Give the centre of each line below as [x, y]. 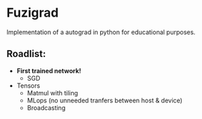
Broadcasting [46, 108]
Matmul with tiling [52, 93]
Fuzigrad [33, 13]
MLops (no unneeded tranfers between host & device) [104, 100]
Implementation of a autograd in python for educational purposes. [101, 32]
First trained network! [49, 70]
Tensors [28, 86]
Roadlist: [26, 54]
